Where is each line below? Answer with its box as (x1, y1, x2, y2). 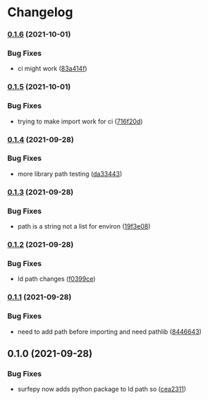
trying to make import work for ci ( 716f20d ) (17, 117, 143, 126)
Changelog (7, 4, 73, 20)
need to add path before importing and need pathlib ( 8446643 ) (17, 327, 202, 336)
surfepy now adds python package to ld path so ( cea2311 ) (17, 385, 187, 394)
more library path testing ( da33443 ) (17, 169, 123, 178)
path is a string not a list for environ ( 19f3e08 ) (17, 222, 151, 231)
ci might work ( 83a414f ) (17, 64, 87, 73)
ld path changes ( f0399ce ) (17, 274, 96, 283)
